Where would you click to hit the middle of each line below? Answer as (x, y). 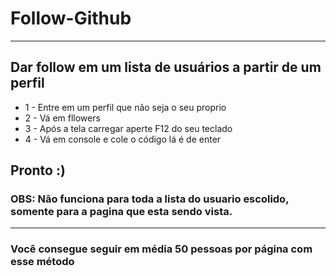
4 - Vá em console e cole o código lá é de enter (123, 139)
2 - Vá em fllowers (62, 118)
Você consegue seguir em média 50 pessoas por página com (161, 249)
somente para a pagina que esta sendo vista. (121, 212)
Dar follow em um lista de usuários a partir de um (166, 67)
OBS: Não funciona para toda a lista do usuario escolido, (150, 199)
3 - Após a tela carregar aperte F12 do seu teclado (128, 128)
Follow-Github (71, 18)
